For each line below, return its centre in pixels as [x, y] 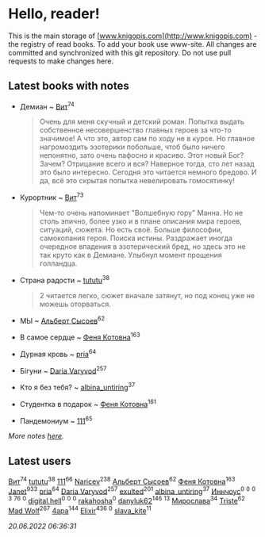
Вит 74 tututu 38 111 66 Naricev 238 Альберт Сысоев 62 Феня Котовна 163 [122, 481]
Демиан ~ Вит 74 [47, 105]
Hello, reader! [54, 14]
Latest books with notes [69, 86]
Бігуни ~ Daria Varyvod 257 [63, 370]
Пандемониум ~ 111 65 [56, 420]
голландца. [58, 263]
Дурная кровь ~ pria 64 [58, 353]
